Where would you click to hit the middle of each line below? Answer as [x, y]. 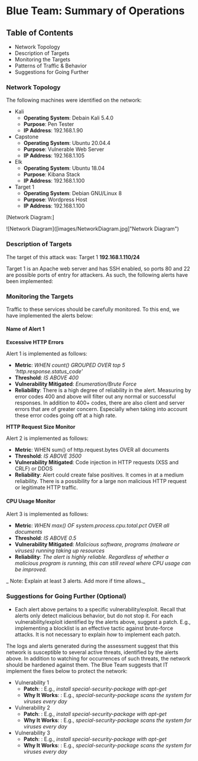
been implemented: [30, 281]
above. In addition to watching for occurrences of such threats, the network [98, 658]
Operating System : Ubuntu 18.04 [64, 168]
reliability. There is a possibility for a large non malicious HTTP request [100, 481]
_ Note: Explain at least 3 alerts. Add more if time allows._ [76, 581]
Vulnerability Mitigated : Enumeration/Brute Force [76, 384]
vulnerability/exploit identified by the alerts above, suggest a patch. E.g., [103, 621]
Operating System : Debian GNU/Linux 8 [73, 193]
